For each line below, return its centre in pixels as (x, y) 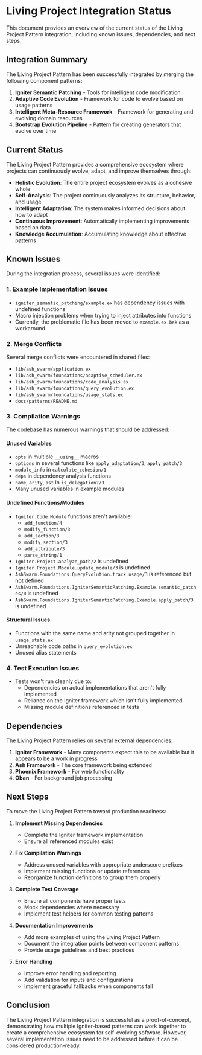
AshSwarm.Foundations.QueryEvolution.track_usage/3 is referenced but (103, 574)
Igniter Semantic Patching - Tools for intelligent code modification (98, 92)
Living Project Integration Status (89, 11)
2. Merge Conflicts (34, 344)
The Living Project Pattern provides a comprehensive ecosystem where (95, 164)
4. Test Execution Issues (43, 668)
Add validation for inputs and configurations (79, 980)
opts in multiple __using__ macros (57, 457)
